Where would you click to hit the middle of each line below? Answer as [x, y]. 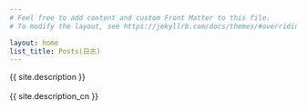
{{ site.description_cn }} [54, 96]
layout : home [34, 43]
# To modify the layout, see [65, 26]
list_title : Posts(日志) [55, 51]
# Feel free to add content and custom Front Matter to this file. [140, 18]
